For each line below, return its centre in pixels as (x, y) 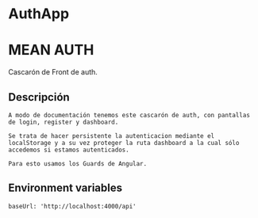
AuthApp (39, 14)
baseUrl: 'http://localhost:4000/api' (72, 206)
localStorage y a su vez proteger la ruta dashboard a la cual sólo (124, 143)
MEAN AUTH (51, 50)
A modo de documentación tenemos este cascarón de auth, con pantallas (129, 115)
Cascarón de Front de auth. (53, 72)
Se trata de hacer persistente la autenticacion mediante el (112, 136)
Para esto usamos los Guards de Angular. (78, 163)
